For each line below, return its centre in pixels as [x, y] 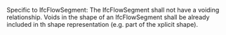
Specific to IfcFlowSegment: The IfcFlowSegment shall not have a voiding [113, 10]
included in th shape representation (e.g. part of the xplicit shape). [102, 24]
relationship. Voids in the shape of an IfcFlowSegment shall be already [108, 17]
